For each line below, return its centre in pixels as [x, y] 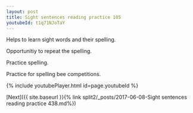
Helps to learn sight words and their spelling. [61, 40]
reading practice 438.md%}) [41, 103]
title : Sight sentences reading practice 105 [63, 17]
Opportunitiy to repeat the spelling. [49, 51]
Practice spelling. [27, 62]
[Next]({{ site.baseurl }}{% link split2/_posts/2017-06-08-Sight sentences [97, 97]
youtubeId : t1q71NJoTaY [36, 23]
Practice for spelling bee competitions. [54, 74]
